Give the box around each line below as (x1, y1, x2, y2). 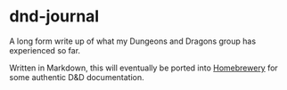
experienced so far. (9, 45, 81, 55)
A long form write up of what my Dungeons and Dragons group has (9, 36, 257, 46)
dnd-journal (9, 6, 100, 27)
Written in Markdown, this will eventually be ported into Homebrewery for (9, 62, 278, 73)
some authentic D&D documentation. (9, 71, 144, 82)
